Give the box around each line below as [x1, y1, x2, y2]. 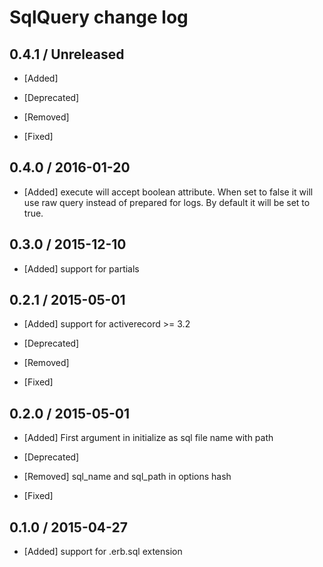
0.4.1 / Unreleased [9, 46, 125, 63]
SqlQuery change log [9, 6, 189, 29]
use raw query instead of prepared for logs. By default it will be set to [23, 196, 311, 208]
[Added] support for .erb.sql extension [23, 546, 183, 558]
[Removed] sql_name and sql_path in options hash [23, 471, 232, 483]
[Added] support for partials [23, 262, 140, 275]
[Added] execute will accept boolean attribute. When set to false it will [23, 186, 314, 198]
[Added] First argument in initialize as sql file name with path [23, 432, 274, 444]
